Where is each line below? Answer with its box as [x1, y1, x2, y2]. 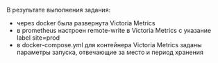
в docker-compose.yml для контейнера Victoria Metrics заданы [16, 41, 202, 49]
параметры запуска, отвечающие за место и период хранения [16, 48, 204, 56]
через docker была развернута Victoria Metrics [16, 19, 156, 27]
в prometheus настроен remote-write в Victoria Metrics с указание [16, 27, 212, 34]
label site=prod [16, 34, 60, 42]
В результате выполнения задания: [6, 6, 111, 14]
